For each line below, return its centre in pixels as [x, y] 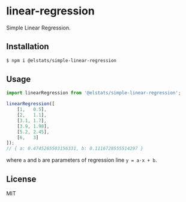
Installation [28, 47]
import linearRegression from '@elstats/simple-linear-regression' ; [94, 93]
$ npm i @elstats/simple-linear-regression [61, 60]
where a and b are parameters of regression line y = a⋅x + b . [82, 160]
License [21, 179]
